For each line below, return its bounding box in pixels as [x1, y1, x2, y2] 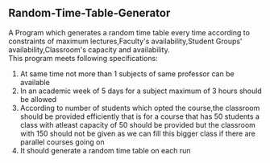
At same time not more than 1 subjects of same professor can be [19, 68, 235, 79]
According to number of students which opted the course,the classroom [19, 103, 260, 112]
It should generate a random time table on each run [19, 145, 191, 155]
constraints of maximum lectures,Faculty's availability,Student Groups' [8, 36, 243, 46]
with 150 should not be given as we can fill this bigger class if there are [19, 128, 256, 138]
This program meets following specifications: [8, 53, 159, 63]
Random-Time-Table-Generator [8, 6, 171, 20]
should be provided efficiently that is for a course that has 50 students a [19, 112, 260, 121]
